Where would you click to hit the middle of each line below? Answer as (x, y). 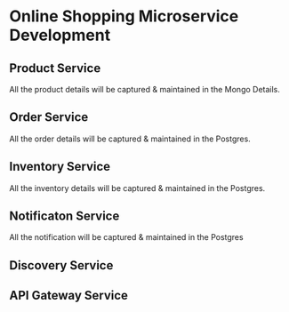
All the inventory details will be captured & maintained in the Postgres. (137, 188)
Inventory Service (60, 167)
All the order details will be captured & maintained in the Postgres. (130, 139)
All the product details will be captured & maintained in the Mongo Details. (144, 89)
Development (60, 35)
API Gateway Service (69, 296)
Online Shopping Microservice (124, 16)
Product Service (55, 68)
